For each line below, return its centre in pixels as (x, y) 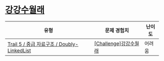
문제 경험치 (117, 30)
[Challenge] (108, 43)
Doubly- (69, 44)
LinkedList (19, 50)
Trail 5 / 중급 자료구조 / (32, 44)
